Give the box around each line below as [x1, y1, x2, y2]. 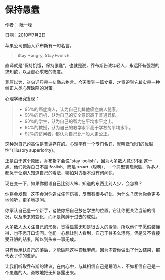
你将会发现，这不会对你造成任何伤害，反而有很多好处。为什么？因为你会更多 [5, 191, 160, 196]
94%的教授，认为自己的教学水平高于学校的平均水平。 [24, 124, 134, 130]
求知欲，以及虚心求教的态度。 [5, 68, 65, 74]
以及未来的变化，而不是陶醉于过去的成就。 [13, 213, 100, 219]
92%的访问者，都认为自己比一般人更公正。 [24, 131, 112, 137]
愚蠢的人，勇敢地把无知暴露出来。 [9, 269, 79, 275]
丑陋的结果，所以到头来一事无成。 [9, 236, 79, 242]
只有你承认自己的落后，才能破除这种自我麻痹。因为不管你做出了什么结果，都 [5, 247, 160, 252]
